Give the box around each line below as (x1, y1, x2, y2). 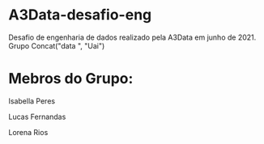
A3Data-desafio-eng (8, 6, 152, 24)
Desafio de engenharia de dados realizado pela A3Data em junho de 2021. (8, 32, 257, 42)
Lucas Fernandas (8, 112, 66, 121)
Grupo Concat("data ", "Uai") (8, 40, 105, 50)
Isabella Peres (8, 95, 55, 106)
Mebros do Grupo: (8, 70, 134, 88)
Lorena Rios (8, 127, 49, 137)
